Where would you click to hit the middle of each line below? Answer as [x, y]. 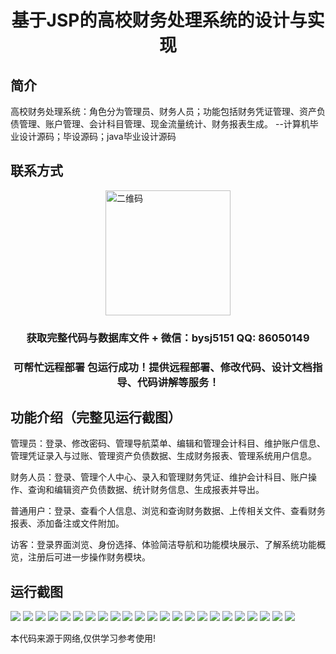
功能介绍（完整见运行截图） [96, 417]
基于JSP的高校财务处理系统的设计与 [159, 20]
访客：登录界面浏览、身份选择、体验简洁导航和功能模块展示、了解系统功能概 [168, 545]
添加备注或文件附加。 [80, 523]
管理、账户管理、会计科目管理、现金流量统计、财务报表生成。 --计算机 [164, 124]
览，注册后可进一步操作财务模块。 [80, 557]
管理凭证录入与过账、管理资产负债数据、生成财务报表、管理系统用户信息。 [163, 456]
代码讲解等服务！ [178, 382]
